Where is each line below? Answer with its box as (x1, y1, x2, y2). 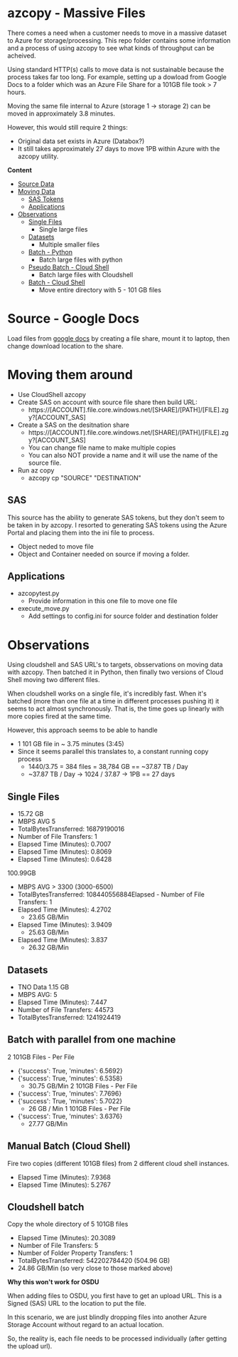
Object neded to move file (17, 542, 94, 550)
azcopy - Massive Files (7, 5, 146, 21)
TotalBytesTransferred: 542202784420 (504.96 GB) (17, 1257, 171, 1265)
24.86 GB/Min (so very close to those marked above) (17, 1264, 173, 1273)
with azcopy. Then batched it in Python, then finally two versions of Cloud (7, 668, 224, 676)
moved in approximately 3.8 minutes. (7, 109, 116, 118)
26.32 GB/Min (28, 943, 70, 952)
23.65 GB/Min (28, 913, 70, 922)
